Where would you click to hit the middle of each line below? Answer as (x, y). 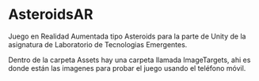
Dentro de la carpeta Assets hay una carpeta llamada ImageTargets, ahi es (129, 60)
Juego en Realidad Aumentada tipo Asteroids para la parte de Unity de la (127, 36)
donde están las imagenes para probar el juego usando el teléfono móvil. (127, 68)
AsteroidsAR (51, 15)
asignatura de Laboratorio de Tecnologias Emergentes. (98, 44)
